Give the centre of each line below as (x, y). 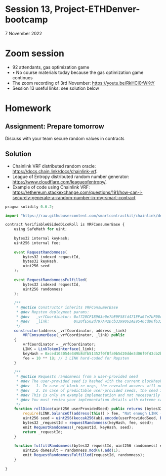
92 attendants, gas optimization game (51, 67)
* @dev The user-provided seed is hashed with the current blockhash (89, 381)
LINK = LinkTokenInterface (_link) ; (60, 349)
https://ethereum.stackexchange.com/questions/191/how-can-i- (78, 192)
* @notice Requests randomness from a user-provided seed (77, 377)
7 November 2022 (23, 33)
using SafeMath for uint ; (41, 229)
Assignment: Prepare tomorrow (55, 127)
